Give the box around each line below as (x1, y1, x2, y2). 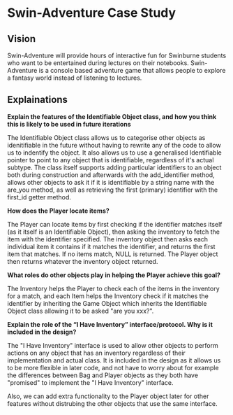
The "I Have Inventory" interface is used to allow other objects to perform (7, 341, 218, 349)
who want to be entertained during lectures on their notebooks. (7, 59, 190, 67)
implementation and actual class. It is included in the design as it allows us (7, 356, 221, 365)
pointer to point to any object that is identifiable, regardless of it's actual (7, 155, 214, 164)
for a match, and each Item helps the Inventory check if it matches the (7, 292, 209, 300)
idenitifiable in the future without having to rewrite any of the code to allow (7, 141, 221, 149)
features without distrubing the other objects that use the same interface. (7, 399, 218, 407)
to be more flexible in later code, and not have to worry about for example (7, 363, 219, 372)
